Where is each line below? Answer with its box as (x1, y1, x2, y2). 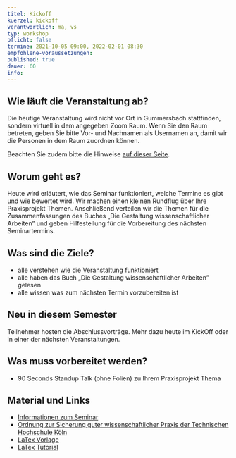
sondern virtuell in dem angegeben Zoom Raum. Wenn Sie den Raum (7, 121, 208, 130)
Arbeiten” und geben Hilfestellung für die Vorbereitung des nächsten (7, 219, 206, 228)
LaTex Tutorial (17, 443, 58, 452)
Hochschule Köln (17, 428, 68, 437)
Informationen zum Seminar (17, 413, 99, 421)
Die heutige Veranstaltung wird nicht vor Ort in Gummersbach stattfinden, (7, 114, 221, 123)
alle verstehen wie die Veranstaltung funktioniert (17, 266, 159, 274)
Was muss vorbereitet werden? (7, 355, 148, 367)
